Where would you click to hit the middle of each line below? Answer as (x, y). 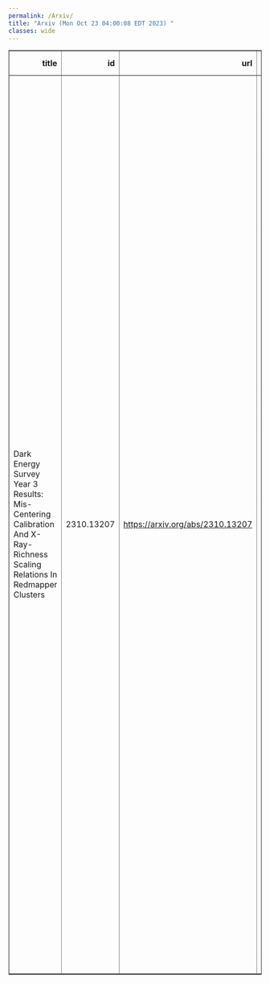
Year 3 (26, 484)
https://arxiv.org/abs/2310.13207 (188, 524)
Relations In (35, 574)
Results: (29, 494)
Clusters (29, 594)
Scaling (27, 565)
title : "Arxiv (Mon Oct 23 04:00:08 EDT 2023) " (91, 23)
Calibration (34, 524)
